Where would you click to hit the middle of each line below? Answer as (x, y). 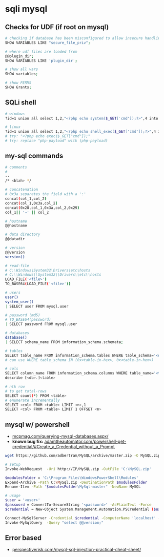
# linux (13, 127)
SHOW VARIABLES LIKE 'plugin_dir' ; (41, 61)
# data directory (23, 235)
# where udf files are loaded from (41, 52)
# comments (16, 167)
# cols (12, 369)
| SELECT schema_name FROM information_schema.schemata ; (64, 342)
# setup (13, 464)
